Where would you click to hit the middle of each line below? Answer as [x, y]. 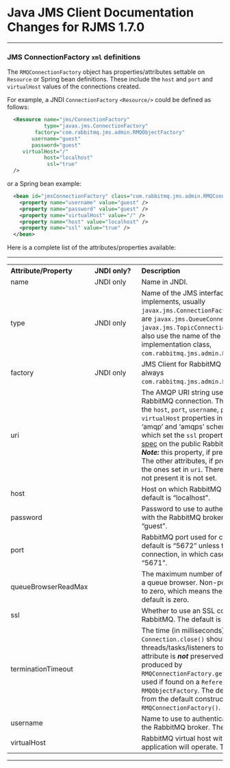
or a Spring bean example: [44, 184]
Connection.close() [173, 640]
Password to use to [172, 509]
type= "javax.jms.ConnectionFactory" [96, 126]
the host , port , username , [180, 410]
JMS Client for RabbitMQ [181, 364]
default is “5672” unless [181, 546]
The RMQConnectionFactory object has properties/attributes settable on [106, 72]
